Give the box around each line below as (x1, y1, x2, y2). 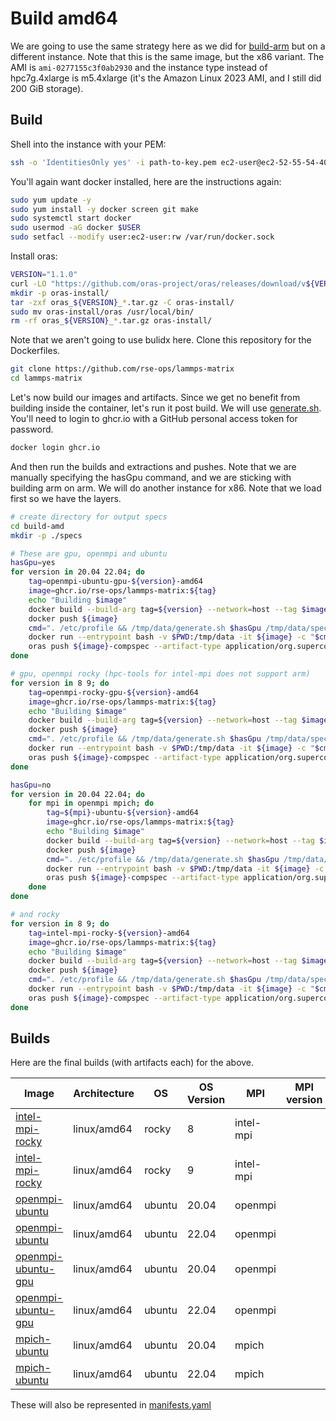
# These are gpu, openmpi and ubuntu (10, 548, 168, 559)
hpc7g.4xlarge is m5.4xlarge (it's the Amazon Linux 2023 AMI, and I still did (10, 72, 322, 84)
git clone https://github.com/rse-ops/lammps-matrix (10, 364, 235, 374)
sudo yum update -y (10, 195, 92, 205)
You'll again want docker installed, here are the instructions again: (10, 175, 282, 187)
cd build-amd (10, 521, 65, 531)
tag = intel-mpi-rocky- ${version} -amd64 (28, 928, 190, 938)
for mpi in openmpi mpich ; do (28, 798, 155, 809)
